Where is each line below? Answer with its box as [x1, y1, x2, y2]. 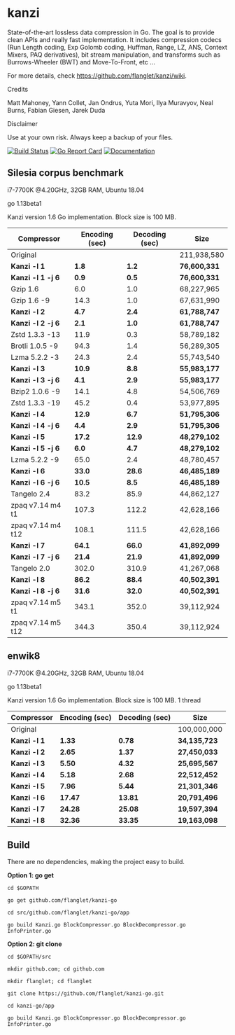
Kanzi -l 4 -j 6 [10, 420, 60, 430]
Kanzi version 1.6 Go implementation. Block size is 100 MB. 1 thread [7, 695, 201, 704]
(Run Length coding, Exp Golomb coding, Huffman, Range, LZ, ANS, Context [7, 43, 227, 51]
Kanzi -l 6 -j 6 [10, 478, 60, 487]
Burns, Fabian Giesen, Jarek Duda [7, 106, 106, 114]
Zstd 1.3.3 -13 [10, 329, 61, 339]
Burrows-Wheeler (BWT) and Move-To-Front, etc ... [7, 57, 156, 66]
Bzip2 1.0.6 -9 [10, 387, 61, 396]
